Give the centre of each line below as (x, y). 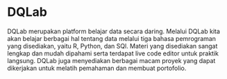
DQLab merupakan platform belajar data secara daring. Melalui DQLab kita (114, 31)
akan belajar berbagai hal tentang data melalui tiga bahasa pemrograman (112, 38)
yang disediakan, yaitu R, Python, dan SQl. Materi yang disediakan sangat (112, 46)
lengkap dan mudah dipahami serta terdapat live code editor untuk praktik (113, 53)
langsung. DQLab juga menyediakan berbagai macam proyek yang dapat (111, 60)
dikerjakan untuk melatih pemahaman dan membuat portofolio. (97, 68)
